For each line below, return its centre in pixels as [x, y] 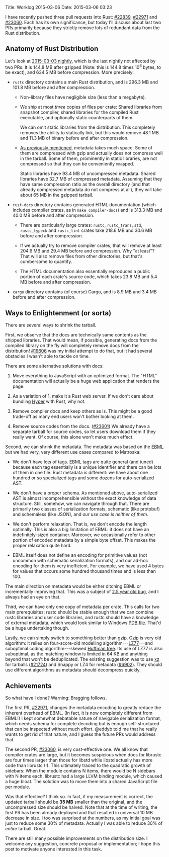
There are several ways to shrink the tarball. [51, 325]
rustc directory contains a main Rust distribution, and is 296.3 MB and [85, 82]
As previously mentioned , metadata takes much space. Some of [86, 148]
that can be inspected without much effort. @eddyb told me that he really [81, 729]
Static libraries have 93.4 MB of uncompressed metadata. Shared [88, 174]
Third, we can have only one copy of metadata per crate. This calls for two [82, 607]
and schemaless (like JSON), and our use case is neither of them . [80, 515]
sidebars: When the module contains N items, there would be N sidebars [80, 771]
